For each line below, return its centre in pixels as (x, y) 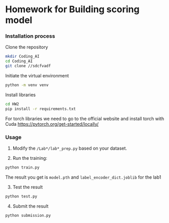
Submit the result (30, 206)
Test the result (28, 187)
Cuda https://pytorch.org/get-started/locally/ (52, 124)
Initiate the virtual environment (37, 76)
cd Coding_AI (19, 61)
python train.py (22, 168)
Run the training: (30, 158)
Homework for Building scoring (72, 9)
